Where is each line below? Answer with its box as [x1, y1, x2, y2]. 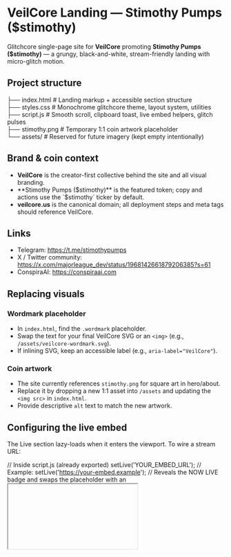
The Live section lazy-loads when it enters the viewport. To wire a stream [7, 440, 216, 448]
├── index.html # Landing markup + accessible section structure [7, 95, 192, 104]
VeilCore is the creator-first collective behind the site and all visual [17, 171, 207, 179]
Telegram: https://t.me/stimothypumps [17, 246, 127, 254]
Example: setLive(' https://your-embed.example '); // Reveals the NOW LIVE [7, 468, 219, 477]
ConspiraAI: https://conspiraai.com [17, 268, 117, 276]
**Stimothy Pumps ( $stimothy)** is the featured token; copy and [17, 185, 203, 194]
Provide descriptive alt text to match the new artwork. [17, 401, 172, 410]
